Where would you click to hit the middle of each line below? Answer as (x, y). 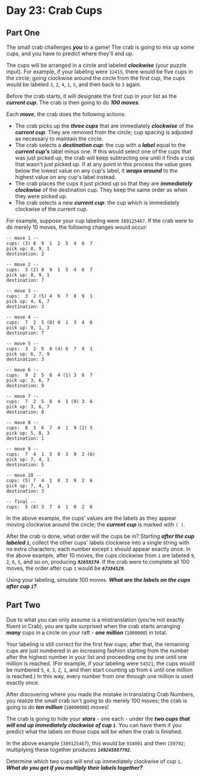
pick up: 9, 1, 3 (28, 328)
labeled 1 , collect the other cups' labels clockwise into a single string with (98, 542)
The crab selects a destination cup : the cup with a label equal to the (100, 145)
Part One (23, 33)
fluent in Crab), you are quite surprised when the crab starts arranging (93, 626)
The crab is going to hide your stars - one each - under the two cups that (98, 719)
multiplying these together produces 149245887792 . (69, 749)
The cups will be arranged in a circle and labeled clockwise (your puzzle (97, 65)
